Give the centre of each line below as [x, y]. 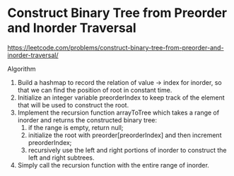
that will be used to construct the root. [73, 105]
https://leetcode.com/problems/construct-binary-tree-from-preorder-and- [116, 47]
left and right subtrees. [61, 158]
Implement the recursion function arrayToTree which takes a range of [118, 112]
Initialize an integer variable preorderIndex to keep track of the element [121, 98]
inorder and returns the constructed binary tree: [87, 120]
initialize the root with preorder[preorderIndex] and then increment [125, 135]
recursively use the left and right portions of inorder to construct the [127, 150]
